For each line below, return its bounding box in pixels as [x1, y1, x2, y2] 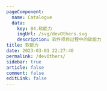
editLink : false [6, 75, 47, 81]
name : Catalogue [11, 14, 52, 20]
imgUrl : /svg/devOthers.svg [17, 31, 87, 37]
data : [11, 20, 26, 26]
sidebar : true [6, 59, 42, 65]
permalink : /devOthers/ [6, 53, 66, 59]
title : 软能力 [6, 43, 39, 48]
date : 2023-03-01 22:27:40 [6, 48, 74, 54]
